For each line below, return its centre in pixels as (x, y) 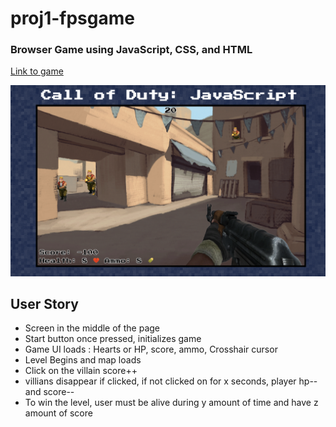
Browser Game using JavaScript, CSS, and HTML (131, 50)
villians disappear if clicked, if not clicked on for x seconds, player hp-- (171, 381)
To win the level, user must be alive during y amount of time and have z (171, 403)
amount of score (58, 413)
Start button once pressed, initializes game (113, 339)
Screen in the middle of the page (92, 328)
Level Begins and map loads (83, 360)
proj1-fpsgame (72, 18)
